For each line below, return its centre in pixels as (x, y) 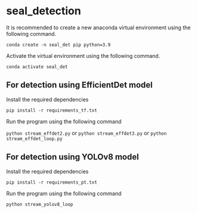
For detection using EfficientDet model (80, 85)
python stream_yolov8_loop (40, 204)
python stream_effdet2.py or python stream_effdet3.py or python (87, 133)
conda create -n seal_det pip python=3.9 (59, 45)
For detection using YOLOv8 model (73, 157)
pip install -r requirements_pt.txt (52, 182)
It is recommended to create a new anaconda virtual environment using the (98, 27)
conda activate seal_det (37, 67)
